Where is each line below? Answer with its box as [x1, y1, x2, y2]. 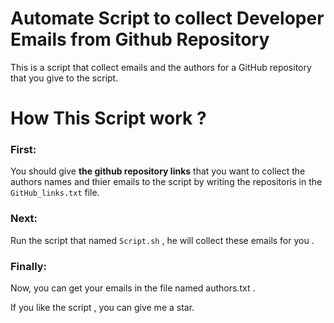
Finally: [10, 259, 48, 273]
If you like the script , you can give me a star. [10, 302, 195, 314]
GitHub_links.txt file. [10, 187, 100, 199]
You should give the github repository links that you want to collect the [10, 165, 306, 177]
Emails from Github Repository [10, 28, 270, 51]
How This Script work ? [10, 107, 207, 130]
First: [10, 143, 37, 157]
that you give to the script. [10, 72, 119, 84]
